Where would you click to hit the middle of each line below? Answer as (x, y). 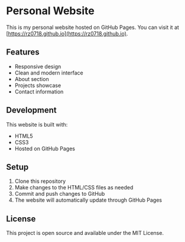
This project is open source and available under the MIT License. (85, 233)
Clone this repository (40, 181)
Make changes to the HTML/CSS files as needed (74, 188)
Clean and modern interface (49, 73)
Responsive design (38, 66)
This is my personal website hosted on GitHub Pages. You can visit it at (92, 27)
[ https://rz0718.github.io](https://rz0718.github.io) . (67, 33)
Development (32, 110)
